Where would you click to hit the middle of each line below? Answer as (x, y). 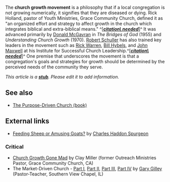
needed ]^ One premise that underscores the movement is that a (72, 56)
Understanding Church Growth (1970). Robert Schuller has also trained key (83, 40)
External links (27, 121)
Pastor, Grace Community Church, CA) (53, 163)
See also (19, 93)
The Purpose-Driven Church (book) (50, 105)
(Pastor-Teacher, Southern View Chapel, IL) (58, 174)
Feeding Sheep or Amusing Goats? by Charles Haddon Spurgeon (80, 133)
